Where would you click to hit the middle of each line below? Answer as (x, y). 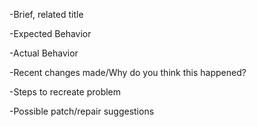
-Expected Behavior (50, 33)
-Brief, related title (46, 14)
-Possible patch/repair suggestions (82, 111)
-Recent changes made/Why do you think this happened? (128, 72)
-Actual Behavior (44, 53)
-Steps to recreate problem (65, 92)
